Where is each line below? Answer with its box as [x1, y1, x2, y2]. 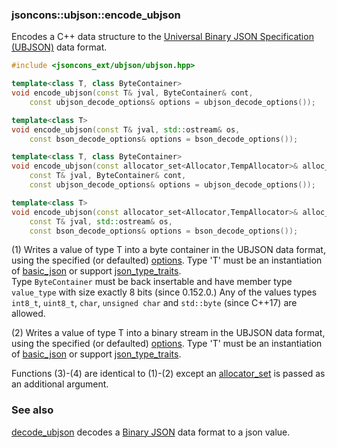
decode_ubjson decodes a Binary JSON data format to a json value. [11, 426, 291, 438]
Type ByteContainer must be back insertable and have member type [11, 276, 293, 288]
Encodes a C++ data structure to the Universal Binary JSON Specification [11, 31, 314, 43]
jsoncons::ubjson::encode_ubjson [11, 8, 181, 22]
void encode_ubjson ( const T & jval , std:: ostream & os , [11, 124, 241, 135]
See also [11, 403, 54, 417]
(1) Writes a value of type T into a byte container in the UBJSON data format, [11, 244, 326, 256]
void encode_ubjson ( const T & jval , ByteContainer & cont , [11, 88, 254, 98]
